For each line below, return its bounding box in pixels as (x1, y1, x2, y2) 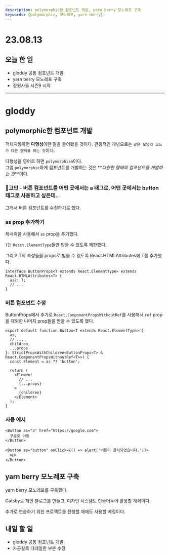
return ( (10, 368, 28, 373)
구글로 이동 (10, 433, 30, 439)
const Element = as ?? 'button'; (10, 359, 80, 365)
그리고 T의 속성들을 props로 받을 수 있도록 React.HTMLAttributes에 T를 (5, 253, 149, 259)
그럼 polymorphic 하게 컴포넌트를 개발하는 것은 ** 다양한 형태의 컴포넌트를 (5, 164, 150, 170)
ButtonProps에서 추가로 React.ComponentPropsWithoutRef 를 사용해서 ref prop (5, 312, 163, 318)
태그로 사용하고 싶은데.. (5, 192, 59, 199)
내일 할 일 (5, 525, 33, 533)
